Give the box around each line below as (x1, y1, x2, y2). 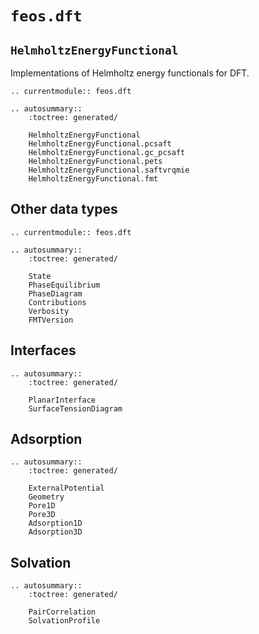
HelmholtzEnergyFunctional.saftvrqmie (28, 165, 190, 175)
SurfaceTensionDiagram (28, 403, 123, 414)
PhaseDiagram (28, 288, 83, 299)
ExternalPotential (28, 483, 105, 494)
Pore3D (28, 510, 56, 520)
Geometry (28, 492, 65, 502)
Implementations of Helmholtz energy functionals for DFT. (10, 67, 250, 79)
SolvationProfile (28, 616, 101, 626)
